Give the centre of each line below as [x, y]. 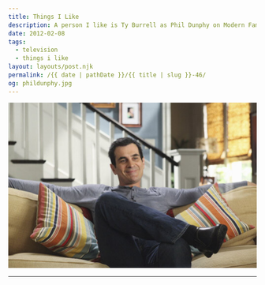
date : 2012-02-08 [37, 33]
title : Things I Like [44, 17]
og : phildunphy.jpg [40, 83]
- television [37, 50]
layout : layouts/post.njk [50, 67]
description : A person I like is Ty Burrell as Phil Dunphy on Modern [127, 25]
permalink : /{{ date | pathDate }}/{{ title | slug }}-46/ [107, 75]
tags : [17, 42]
